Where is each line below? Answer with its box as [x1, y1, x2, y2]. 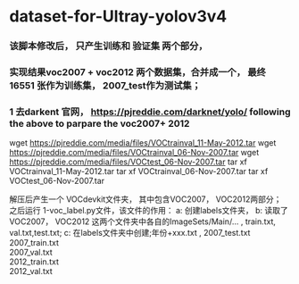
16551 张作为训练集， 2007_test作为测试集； [9, 79, 201, 92]
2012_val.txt [9, 266, 54, 277]
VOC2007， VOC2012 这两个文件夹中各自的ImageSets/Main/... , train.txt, [9, 216, 277, 227]
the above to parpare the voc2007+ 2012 [9, 117, 190, 129]
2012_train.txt [9, 256, 60, 267]
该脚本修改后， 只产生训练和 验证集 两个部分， [9, 40, 208, 53]
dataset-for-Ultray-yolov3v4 [9, 6, 228, 27]
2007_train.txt [9, 238, 60, 248]
